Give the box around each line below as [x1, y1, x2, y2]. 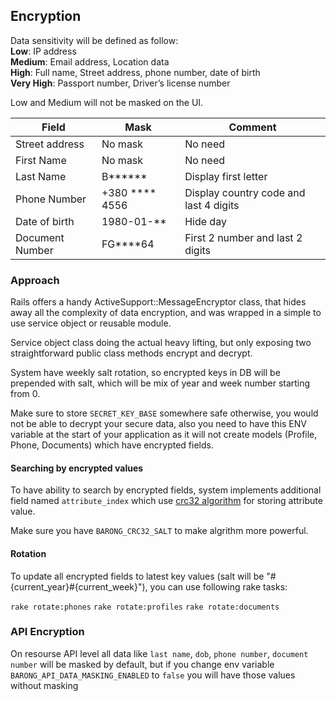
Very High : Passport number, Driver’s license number [10, 77, 231, 89]
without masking [10, 679, 79, 691]
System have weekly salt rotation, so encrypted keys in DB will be [10, 367, 281, 379]
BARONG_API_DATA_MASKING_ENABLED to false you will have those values [10, 669, 296, 681]
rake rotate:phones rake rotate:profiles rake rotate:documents [10, 602, 280, 612]
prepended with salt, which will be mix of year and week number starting [10, 377, 311, 389]
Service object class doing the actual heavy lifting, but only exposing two [10, 337, 312, 349]
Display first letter [184, 169, 268, 183]
